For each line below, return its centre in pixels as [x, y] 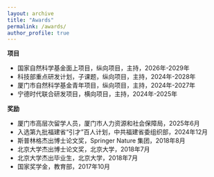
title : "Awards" [30, 20]
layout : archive [30, 13]
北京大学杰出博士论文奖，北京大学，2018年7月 [83, 149]
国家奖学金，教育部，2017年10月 [64, 167]
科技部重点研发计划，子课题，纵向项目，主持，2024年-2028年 [106, 77]
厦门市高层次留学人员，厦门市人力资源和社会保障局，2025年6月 [108, 123]
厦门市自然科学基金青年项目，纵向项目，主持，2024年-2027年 [106, 85]
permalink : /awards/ [37, 26]
